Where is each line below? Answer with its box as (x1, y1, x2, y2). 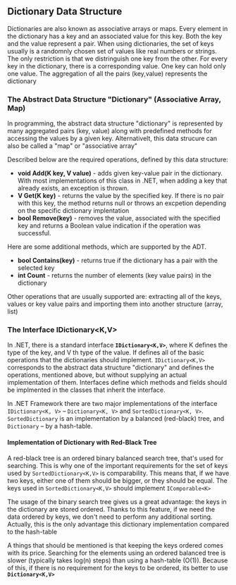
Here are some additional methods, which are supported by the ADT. (7, 242, 206, 251)
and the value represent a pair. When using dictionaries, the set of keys (7, 39, 214, 48)
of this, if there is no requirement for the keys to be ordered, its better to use (7, 563, 229, 572)
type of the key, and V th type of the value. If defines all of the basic (7, 348, 205, 357)
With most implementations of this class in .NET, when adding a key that (17, 176, 228, 185)
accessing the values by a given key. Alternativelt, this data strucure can (7, 134, 218, 143)
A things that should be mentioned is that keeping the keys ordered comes (7, 541, 224, 549)
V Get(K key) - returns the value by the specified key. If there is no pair (17, 192, 224, 200)
